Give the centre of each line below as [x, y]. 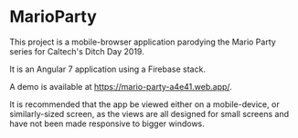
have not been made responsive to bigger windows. [107, 123]
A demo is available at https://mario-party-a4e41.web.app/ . [121, 86]
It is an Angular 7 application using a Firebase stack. [107, 69]
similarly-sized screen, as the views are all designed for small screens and [149, 113]
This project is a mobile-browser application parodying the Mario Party [143, 42]
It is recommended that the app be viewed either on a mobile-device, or [145, 104]
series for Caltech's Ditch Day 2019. [77, 51]
